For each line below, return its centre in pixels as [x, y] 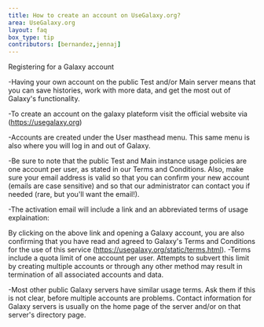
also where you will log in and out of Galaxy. [79, 146]
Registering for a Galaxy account [61, 67]
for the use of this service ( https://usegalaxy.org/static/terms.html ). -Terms [130, 250]
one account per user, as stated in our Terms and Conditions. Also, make [126, 169]
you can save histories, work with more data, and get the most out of [119, 90]
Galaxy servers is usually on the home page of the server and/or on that [125, 307]
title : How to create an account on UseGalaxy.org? [94, 15]
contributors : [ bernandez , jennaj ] [65, 45]
